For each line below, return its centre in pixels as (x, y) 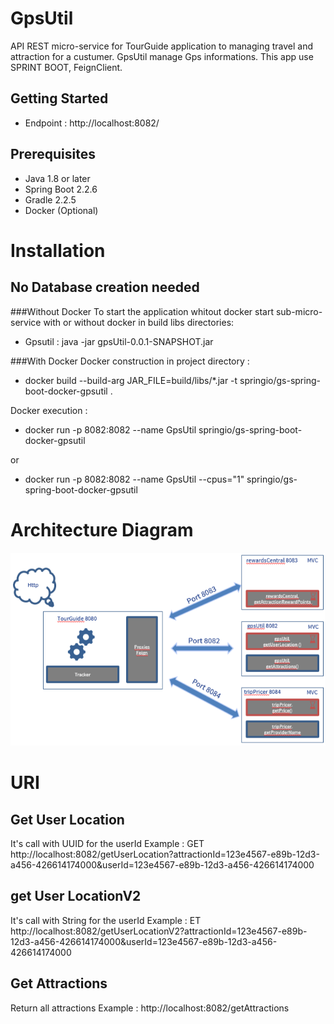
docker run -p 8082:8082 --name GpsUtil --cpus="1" (134, 479)
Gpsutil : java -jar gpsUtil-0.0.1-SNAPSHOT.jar (119, 341)
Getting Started (59, 98)
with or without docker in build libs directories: (139, 322)
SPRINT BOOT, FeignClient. (66, 67)
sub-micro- (299, 311)
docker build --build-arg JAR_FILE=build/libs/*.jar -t (131, 380)
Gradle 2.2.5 (50, 199)
